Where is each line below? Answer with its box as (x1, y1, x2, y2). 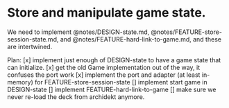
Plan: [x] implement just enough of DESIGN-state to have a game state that (7, 55, 221, 64)
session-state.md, (7, 35, 59, 43)
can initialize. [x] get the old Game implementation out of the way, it (7, 63, 201, 71)
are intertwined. (7, 42, 53, 51)
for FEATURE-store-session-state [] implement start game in (34, 78, 207, 86)
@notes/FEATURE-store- (151, 28, 222, 36)
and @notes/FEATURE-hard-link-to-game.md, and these (60, 35, 222, 43)
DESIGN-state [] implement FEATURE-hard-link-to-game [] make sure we (7, 85, 217, 93)
